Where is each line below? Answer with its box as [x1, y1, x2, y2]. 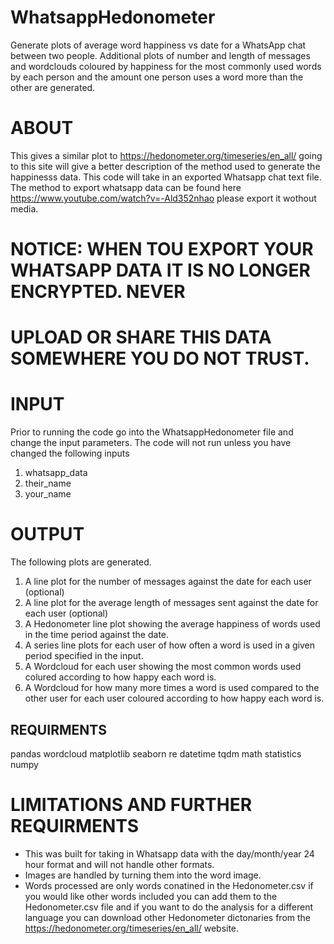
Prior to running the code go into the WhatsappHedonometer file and [10, 426, 294, 438]
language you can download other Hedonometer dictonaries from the [24, 911, 311, 923]
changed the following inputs [10, 447, 130, 460]
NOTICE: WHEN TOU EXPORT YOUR [10, 238, 314, 261]
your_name [24, 488, 72, 500]
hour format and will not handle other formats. [24, 858, 215, 870]
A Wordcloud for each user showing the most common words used [24, 661, 302, 673]
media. [10, 202, 39, 215]
